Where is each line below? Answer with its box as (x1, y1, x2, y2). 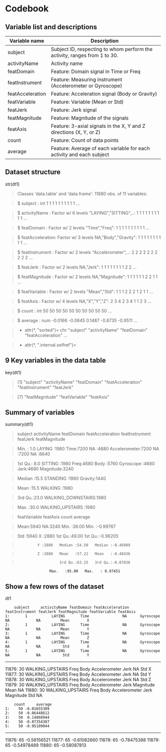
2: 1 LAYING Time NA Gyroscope (5, 623, 161, 628)
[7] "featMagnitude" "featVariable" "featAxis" (17, 394, 110, 400)
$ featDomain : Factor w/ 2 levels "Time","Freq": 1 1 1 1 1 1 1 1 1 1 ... (17, 225, 150, 231)
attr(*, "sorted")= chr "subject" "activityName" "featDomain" (24, 327, 148, 333)
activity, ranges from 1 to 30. (51, 52, 119, 58)
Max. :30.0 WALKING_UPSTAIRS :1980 (17, 504, 95, 511)
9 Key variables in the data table (5, 356, 106, 365)
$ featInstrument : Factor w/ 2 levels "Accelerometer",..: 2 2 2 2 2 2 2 (17, 249, 158, 255)
